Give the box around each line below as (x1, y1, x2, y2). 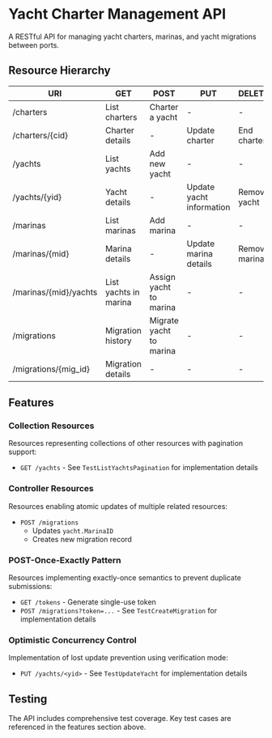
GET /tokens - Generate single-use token (19, 597, 156, 607)
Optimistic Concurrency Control (8, 634, 137, 646)
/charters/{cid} (12, 129, 69, 141)
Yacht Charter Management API (8, 5, 227, 23)
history (104, 335, 132, 346)
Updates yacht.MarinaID (32, 525, 114, 535)
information (186, 201, 231, 213)
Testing (8, 692, 48, 706)
